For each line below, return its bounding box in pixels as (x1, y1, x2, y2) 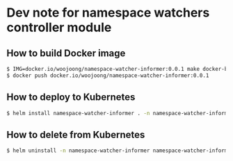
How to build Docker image (6, 47, 126, 59)
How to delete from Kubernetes (6, 128, 145, 140)
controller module (6, 19, 112, 35)
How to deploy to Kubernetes (6, 92, 136, 103)
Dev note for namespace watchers (6, 5, 210, 21)
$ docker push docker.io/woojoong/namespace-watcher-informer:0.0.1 (6, 71, 209, 79)
